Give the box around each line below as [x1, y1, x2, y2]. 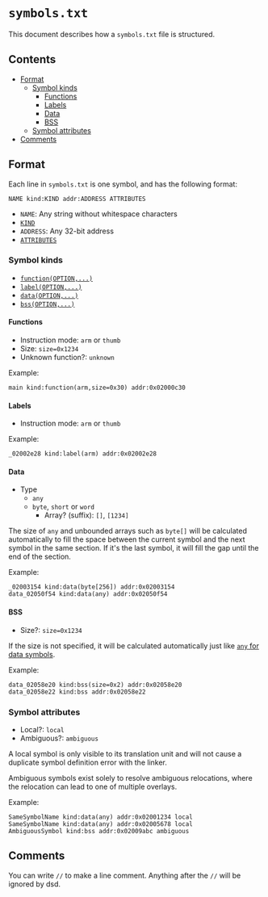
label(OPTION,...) [19, 283, 82, 291]
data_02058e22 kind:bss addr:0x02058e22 [8, 688, 147, 696]
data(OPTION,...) [19, 291, 79, 300]
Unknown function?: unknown [19, 353, 115, 363]
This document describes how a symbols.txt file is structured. [8, 29, 216, 39]
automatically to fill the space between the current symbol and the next [8, 534, 245, 544]
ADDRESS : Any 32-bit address [19, 226, 115, 236]
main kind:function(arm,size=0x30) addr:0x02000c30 [8, 384, 186, 392]
